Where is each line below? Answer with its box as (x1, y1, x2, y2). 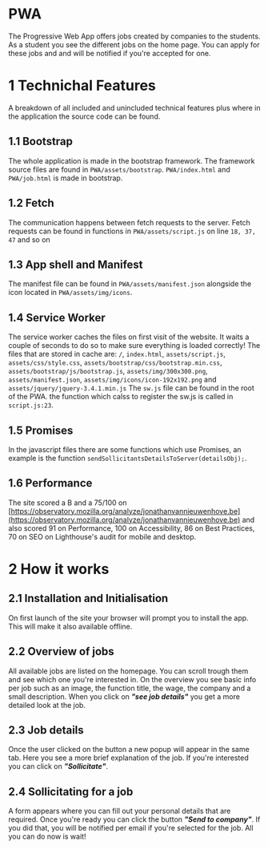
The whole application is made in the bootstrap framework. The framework (8, 156, 255, 165)
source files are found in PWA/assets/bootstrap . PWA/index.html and (8, 164, 230, 174)
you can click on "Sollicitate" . (8, 762, 108, 771)
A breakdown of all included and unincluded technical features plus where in (8, 103, 261, 112)
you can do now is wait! (8, 831, 86, 842)
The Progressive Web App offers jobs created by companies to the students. (8, 31, 261, 41)
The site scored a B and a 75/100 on (8, 498, 127, 507)
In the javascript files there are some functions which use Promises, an (8, 444, 242, 454)
